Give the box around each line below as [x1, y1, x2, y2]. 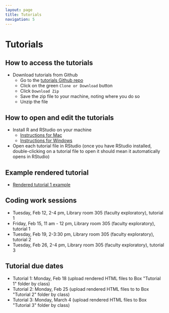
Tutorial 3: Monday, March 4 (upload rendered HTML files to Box [12, 296, 147, 303]
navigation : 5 [5, 17, 35, 22]
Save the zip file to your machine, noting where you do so [20, 93, 140, 99]
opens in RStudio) [12, 153, 50, 160]
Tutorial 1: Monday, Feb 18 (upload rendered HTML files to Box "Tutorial [12, 275, 161, 281]
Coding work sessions [5, 196, 77, 205]
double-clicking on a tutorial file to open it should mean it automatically [12, 148, 160, 154]
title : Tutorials [5, 12, 42, 17]
